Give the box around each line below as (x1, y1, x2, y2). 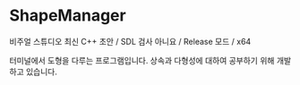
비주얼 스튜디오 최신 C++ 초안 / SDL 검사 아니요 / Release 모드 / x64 (9, 36, 252, 47)
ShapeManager (9, 5, 127, 26)
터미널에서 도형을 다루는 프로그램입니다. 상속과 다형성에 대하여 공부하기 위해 (9, 55, 275, 65)
